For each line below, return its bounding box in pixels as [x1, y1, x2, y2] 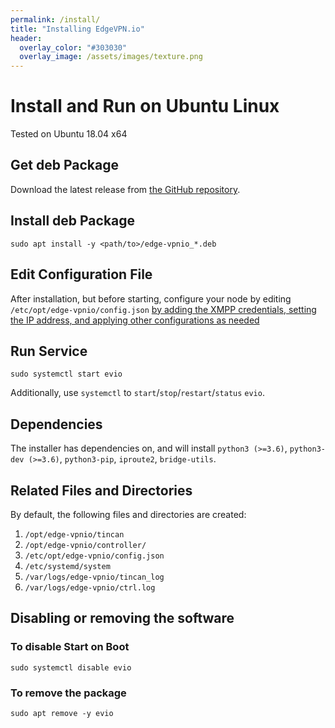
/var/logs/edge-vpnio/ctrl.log [24, 582, 156, 593]
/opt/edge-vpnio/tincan [24, 529, 125, 540]
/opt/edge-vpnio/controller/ [24, 540, 147, 550]
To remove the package [10, 686, 127, 700]
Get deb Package [10, 157, 119, 174]
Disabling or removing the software [10, 610, 235, 627]
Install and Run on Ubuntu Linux [10, 95, 280, 118]
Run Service [10, 342, 88, 360]
